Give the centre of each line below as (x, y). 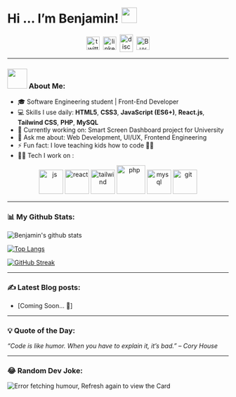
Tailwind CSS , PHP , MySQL (58, 123)
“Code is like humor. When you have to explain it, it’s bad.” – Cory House (113, 346)
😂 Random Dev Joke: (45, 371)
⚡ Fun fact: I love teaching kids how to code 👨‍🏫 (86, 145)
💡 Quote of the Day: (41, 330)
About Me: (47, 86)
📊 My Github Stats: (41, 217)
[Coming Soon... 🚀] (45, 305)
